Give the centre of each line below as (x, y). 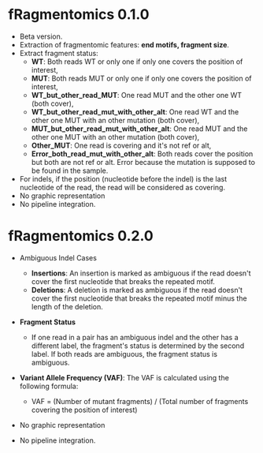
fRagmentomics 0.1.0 (79, 15)
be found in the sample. (70, 170)
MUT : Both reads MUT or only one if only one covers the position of (141, 78)
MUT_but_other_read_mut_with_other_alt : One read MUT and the (139, 129)
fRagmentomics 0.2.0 (81, 236)
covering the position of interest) (84, 410)
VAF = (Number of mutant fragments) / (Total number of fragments (140, 401)
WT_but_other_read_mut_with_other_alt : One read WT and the (135, 111)
